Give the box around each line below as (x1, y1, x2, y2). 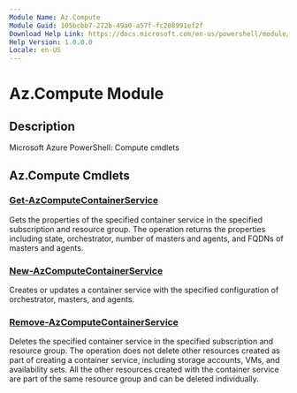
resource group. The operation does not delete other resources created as (9, 345, 280, 356)
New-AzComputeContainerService (9, 264, 164, 276)
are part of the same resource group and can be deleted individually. (9, 374, 259, 384)
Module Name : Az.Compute (9, 12, 101, 22)
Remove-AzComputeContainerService (9, 316, 179, 329)
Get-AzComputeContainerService (9, 194, 159, 207)
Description (9, 118, 75, 133)
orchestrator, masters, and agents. (9, 294, 135, 305)
